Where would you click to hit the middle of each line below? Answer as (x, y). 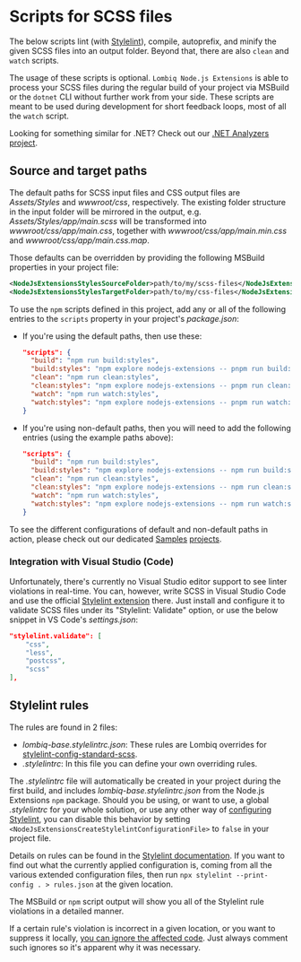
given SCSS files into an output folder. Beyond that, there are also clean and (149, 50)
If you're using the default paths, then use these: (112, 336)
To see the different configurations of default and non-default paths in (139, 529)
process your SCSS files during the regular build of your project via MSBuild (149, 87)
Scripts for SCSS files (91, 17)
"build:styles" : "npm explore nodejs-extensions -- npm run (145, 471)
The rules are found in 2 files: (64, 727)
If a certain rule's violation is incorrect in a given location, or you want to (142, 928)
